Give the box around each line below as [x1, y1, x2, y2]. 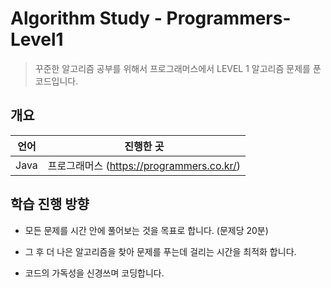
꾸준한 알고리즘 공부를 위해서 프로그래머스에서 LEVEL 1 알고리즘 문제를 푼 [34, 62, 322, 74]
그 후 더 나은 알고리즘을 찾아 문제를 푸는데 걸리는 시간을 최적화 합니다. [24, 245, 297, 257]
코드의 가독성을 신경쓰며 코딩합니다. [24, 267, 165, 279]
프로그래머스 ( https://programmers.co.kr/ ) [47, 158, 242, 172]
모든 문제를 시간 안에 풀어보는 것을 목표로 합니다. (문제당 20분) [24, 224, 269, 236]
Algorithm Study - [10, 7, 163, 30]
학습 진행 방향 [10, 196, 90, 213]
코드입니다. [34, 75, 79, 87]
